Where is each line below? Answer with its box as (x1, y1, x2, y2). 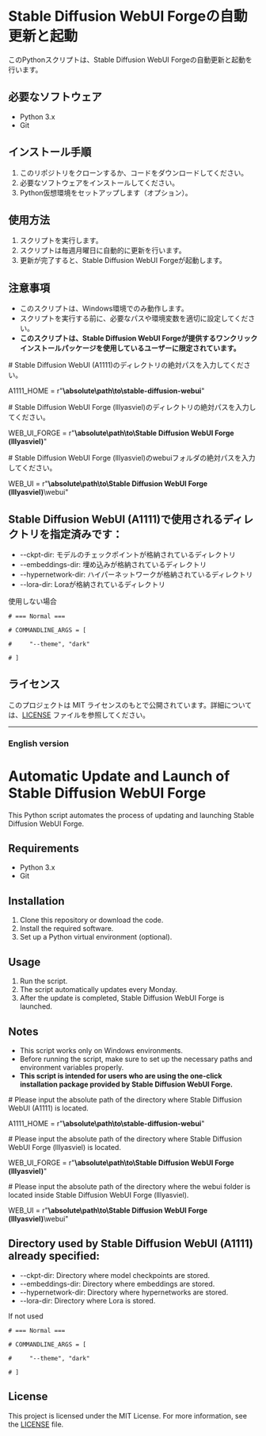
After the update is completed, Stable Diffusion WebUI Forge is (19, 994, 225, 1003)
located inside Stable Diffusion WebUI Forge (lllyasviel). (8, 1190, 189, 1199)
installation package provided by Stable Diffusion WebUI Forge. (19, 1079, 234, 1089)
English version (8, 738, 70, 749)
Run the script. (19, 976, 68, 986)
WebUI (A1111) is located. (8, 1103, 89, 1113)
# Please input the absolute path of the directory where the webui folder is (8, 1181, 251, 1191)
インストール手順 (8, 145, 92, 159)
